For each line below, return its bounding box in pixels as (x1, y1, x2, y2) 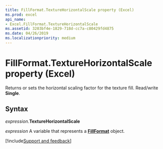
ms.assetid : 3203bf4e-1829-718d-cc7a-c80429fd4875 (5, 26, 114, 31)
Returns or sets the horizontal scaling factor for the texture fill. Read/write (5, 84, 158, 91)
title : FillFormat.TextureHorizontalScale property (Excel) (5, 7, 135, 13)
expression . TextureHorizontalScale (5, 118, 80, 124)
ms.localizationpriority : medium (5, 36, 76, 41)
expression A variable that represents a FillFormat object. (5, 128, 125, 134)
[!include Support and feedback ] (5, 137, 72, 144)
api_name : (5, 17, 26, 22)
